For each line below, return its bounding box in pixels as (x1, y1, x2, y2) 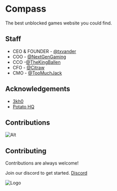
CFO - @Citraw (12, 64, 45, 70)
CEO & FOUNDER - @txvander (12, 48, 76, 54)
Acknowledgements (5, 85, 70, 93)
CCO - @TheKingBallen (12, 59, 61, 65)
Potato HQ (12, 103, 34, 110)
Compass (5, 3, 47, 15)
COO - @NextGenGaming (12, 53, 66, 60)
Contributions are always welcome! (5, 160, 79, 166)
